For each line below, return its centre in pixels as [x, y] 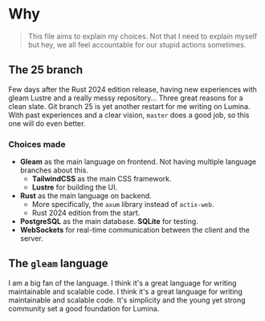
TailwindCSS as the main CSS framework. [102, 179]
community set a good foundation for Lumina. [84, 308]
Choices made [37, 144]
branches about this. [54, 170]
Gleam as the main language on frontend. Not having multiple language [138, 162]
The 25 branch [46, 70]
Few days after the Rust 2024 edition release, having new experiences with [132, 89]
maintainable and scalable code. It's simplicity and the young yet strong [127, 300]
